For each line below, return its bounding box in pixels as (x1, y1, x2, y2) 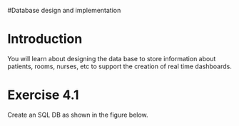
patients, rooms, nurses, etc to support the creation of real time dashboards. (7, 62, 232, 70)
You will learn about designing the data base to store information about (7, 54, 216, 63)
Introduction (7, 31, 83, 47)
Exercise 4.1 (7, 87, 80, 103)
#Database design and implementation (7, 6, 121, 14)
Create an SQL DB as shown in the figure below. (7, 110, 148, 119)
